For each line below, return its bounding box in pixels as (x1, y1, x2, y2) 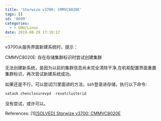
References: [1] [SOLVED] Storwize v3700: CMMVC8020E (5, 110, 121, 116)
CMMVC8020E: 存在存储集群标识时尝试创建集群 (5, 54, 102, 60)
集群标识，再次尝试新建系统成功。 (5, 71, 74, 76)
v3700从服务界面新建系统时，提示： (5, 44, 78, 49)
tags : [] (5, 12, 23, 17)
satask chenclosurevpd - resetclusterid (5, 91, 87, 96)
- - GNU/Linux (9, 25, 38, 30)
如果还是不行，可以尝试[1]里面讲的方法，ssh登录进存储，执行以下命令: (5, 81, 147, 87)
